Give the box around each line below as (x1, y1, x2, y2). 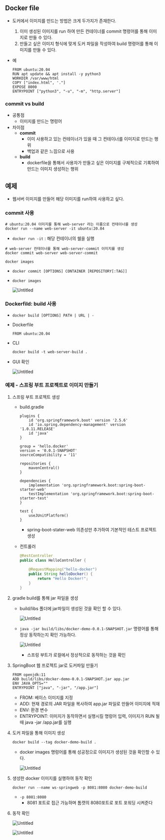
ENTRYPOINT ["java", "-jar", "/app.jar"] (12, 685, 99, 690)
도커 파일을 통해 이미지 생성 (12, 730, 66, 736)
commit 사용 (5, 209, 34, 216)
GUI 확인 (12, 359, 30, 365)
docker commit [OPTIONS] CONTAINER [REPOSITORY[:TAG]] (12, 269, 128, 274)
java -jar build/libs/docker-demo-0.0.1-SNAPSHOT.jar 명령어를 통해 (19, 625, 159, 631)
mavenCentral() (29, 465, 60, 470)
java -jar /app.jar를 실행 (25, 719, 72, 725)
